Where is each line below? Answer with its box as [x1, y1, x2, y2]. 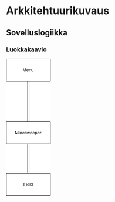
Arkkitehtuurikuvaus [6, 4, 110, 18]
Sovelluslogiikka [6, 28, 67, 38]
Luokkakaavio [6, 45, 47, 54]
